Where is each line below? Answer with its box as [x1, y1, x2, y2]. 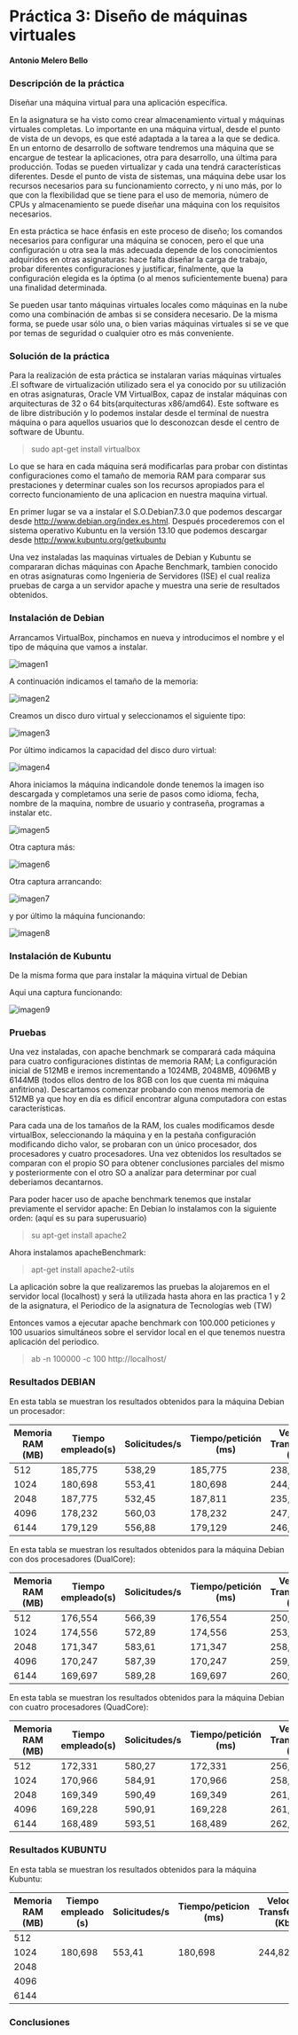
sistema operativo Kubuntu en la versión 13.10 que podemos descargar [9, 525, 268, 536]
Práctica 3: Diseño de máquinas [9, 6, 248, 27]
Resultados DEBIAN [9, 1376, 96, 1388]
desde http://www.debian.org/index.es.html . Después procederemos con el [9, 516, 286, 527]
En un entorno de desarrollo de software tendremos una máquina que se [9, 143, 275, 153]
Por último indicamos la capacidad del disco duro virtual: [9, 744, 217, 755]
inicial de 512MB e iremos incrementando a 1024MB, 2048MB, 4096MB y [9, 1065, 277, 1076]
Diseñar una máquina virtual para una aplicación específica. [9, 98, 228, 108]
